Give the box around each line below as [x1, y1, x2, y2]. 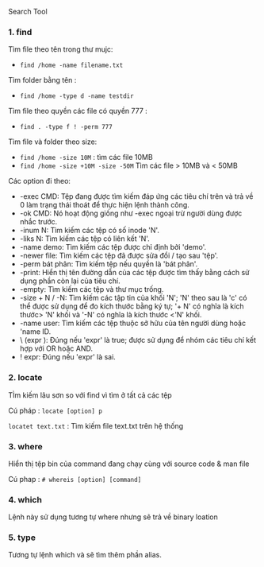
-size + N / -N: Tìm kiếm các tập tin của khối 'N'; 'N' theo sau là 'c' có [19, 293, 247, 303]
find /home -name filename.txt [19, 61, 124, 70]
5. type [8, 532, 36, 543]
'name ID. [19, 327, 52, 336]
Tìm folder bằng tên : [8, 76, 77, 85]
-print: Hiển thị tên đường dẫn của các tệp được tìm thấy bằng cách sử [19, 268, 250, 278]
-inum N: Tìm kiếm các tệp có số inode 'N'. [19, 226, 160, 235]
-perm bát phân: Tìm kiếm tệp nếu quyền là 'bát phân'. [19, 259, 198, 269]
